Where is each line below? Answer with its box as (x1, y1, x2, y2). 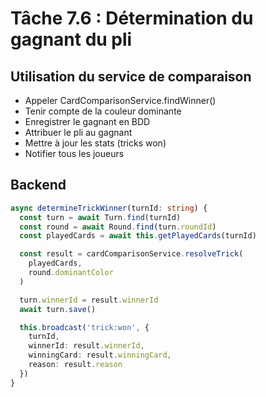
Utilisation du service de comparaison (10, 68, 252, 85)
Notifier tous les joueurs (24, 148, 125, 159)
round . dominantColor (28, 268, 114, 278)
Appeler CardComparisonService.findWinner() (24, 95, 217, 106)
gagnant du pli (10, 28, 133, 51)
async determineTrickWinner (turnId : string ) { (10, 203, 208, 213)
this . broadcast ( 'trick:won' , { (19, 322, 150, 332)
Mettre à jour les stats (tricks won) (24, 137, 167, 149)
